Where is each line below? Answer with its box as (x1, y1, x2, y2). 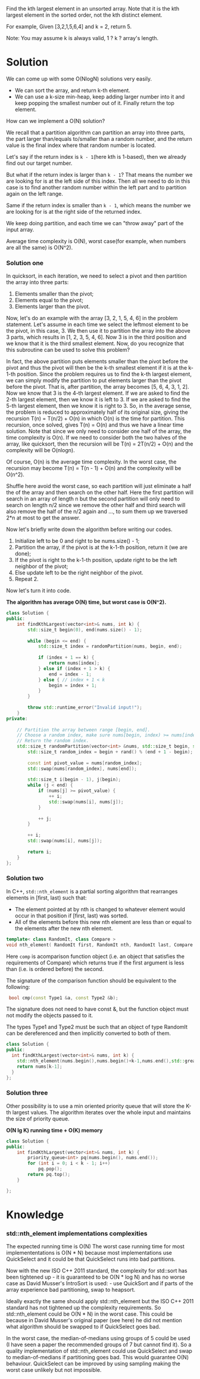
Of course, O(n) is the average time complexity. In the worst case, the (6, 458, 177, 465)
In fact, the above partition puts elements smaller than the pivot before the (6, 358, 189, 365)
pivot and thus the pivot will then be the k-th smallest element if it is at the (6, 364, 187, 371)
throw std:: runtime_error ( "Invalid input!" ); (27, 705, 143, 711)
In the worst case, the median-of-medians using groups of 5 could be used (6, 1335, 190, 1342)
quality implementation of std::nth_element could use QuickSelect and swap (6, 1347, 192, 1355)
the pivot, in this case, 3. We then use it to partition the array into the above (6, 327, 190, 334)
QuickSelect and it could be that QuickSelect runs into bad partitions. (6, 1255, 176, 1263)
